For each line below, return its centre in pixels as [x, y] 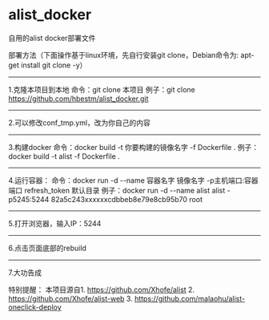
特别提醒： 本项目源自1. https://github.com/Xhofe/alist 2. [101, 290]
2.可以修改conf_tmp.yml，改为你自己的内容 [79, 123]
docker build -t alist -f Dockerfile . [64, 156]
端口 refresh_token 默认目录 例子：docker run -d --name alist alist [117, 190]
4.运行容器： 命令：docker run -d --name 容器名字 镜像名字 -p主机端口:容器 [133, 180]
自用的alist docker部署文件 [52, 38]
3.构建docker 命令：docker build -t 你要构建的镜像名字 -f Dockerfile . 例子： [133, 147]
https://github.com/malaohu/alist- [190, 298]
